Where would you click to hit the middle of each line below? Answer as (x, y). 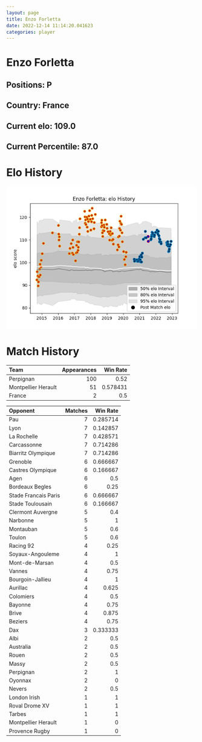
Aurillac (18, 588)
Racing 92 (21, 546)
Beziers (18, 622)
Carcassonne (25, 445)
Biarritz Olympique (32, 453)
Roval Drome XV (29, 706)
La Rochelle (23, 436)
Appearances (79, 370)
